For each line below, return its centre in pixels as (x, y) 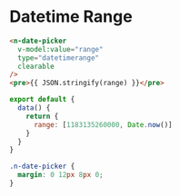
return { (42, 116)
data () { (34, 108)
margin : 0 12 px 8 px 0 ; (60, 175)
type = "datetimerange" (59, 58)
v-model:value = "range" (60, 49)
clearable (36, 66)
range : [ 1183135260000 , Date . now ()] (103, 124)
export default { (42, 100)
